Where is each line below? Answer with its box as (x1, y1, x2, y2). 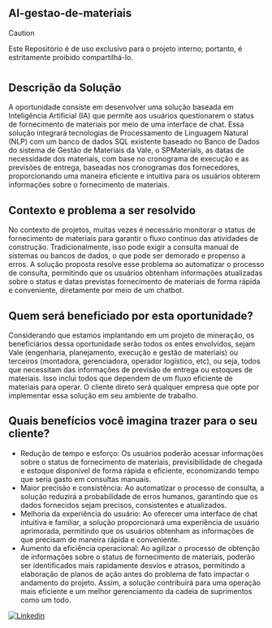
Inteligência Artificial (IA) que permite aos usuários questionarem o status (8, 111, 254, 121)
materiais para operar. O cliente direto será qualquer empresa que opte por (8, 382, 260, 392)
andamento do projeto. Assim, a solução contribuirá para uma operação (19, 578, 261, 587)
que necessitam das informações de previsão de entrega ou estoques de (8, 365, 253, 375)
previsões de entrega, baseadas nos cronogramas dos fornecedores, (8, 162, 240, 173)
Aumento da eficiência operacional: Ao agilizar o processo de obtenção (19, 543, 260, 553)
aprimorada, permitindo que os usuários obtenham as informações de (19, 526, 254, 536)
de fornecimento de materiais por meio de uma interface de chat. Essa (8, 119, 244, 129)
